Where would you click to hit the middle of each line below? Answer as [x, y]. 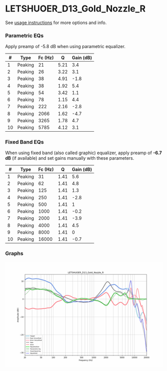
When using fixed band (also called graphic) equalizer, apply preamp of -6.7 [83, 153]
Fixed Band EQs [24, 142]
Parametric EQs [24, 36]
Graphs [14, 253]
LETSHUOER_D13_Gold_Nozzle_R [76, 9]
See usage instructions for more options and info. [56, 23]
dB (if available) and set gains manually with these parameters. [70, 158]
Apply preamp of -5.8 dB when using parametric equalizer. [65, 47]
